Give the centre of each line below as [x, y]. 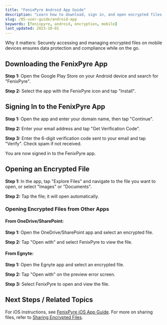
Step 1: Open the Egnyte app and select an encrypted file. [65, 264]
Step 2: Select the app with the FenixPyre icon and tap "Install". [70, 91]
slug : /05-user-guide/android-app [41, 19]
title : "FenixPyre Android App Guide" [45, 10]
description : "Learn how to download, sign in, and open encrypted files [84, 15]
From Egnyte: [19, 253]
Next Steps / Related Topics [49, 300]
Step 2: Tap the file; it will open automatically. [52, 196]
